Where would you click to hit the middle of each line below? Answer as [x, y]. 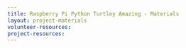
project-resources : [36, 34]
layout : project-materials [47, 20]
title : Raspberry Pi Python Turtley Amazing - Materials [93, 14]
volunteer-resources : [39, 27]
